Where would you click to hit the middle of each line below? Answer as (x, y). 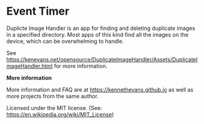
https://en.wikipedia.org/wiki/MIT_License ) (60, 114)
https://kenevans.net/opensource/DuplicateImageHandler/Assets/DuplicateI (102, 59)
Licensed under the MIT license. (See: (54, 108)
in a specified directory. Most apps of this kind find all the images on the (97, 34)
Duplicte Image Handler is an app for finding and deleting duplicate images (101, 28)
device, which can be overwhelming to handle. (65, 41)
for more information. (81, 66)
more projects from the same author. (53, 96)
